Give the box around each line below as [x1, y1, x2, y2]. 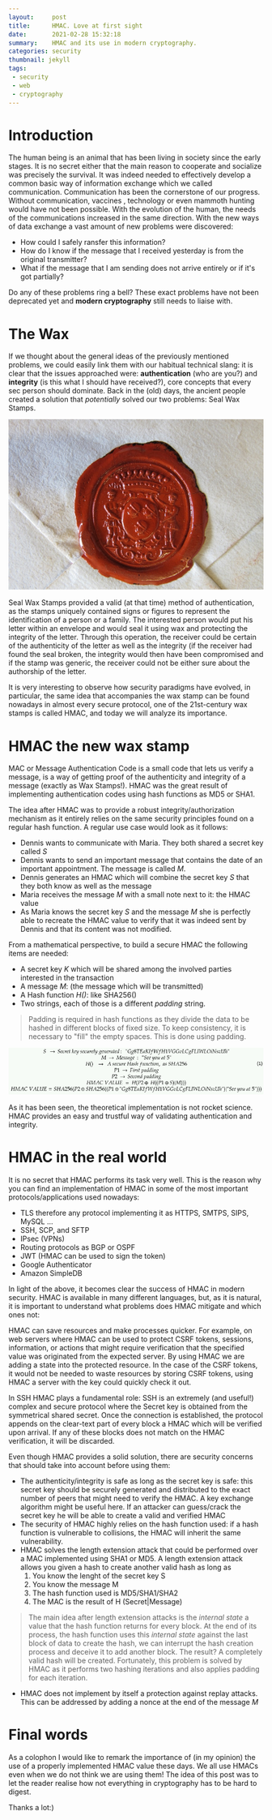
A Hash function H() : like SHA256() [19, 990, 138, 1000]
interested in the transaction [19, 973, 115, 983]
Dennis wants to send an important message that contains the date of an [19, 856, 263, 865]
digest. [8, 1787, 32, 1796]
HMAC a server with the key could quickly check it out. [8, 1377, 192, 1387]
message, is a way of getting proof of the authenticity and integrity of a [8, 772, 246, 782]
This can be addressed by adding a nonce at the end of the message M [19, 1697, 259, 1706]
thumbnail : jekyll [8, 56, 70, 64]
